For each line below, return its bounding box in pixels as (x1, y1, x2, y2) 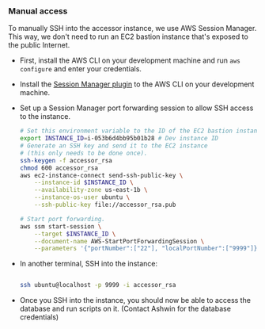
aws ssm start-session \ (19, 222, 102, 231)
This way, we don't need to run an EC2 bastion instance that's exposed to (8, 32, 249, 41)
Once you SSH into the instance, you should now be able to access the (19, 296, 252, 305)
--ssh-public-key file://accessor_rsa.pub (34, 201, 176, 209)
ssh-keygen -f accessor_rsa (19, 156, 112, 164)
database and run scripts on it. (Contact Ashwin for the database (19, 304, 232, 314)
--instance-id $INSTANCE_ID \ (34, 178, 134, 187)
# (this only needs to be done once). (19, 149, 148, 157)
